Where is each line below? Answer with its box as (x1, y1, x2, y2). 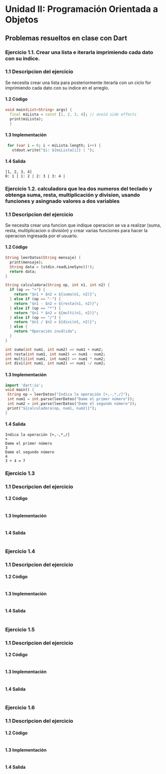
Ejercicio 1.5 (5, 626, 35, 633)
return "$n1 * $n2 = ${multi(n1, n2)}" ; (14, 310, 99, 315)
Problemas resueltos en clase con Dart (5, 34, 128, 42)
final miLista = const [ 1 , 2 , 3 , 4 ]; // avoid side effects (9, 112, 137, 117)
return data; (9, 269, 37, 274)
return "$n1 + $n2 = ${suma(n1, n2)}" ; (14, 292, 97, 297)
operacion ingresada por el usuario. (5, 233, 79, 239)
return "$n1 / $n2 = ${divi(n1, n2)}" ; (14, 320, 97, 325)
